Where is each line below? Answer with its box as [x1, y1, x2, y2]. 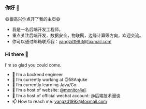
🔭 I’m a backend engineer [12, 71, 63, 77]
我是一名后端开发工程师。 [12, 27, 63, 32]
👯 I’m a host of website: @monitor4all [12, 87, 87, 93]
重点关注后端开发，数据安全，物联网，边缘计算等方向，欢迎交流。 [12, 32, 144, 38]
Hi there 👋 [5, 51, 29, 58]
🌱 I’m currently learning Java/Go [12, 81, 77, 88]
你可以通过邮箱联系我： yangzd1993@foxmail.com [12, 39, 112, 45]
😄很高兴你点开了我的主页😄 [5, 16, 61, 22]
